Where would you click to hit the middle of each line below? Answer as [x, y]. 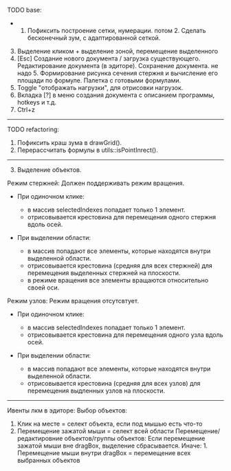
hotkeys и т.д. [37, 102]
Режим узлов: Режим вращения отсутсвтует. [73, 301]
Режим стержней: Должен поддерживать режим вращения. [96, 183]
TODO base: [25, 10]
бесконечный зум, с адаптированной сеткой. [94, 38]
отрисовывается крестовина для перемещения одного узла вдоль [125, 335]
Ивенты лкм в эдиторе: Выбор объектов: [67, 410]
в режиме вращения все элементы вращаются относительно [118, 280]
